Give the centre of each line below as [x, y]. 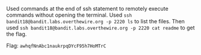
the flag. [17, 34]
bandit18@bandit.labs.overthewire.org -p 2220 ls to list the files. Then [96, 21]
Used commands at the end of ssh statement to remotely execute [87, 9]
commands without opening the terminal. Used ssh [69, 15]
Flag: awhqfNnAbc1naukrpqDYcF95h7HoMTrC [56, 45]
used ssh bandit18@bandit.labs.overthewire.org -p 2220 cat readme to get [100, 27]
